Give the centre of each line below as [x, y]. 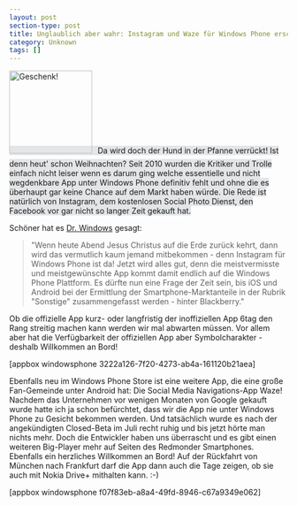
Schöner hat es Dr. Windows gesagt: [76, 228]
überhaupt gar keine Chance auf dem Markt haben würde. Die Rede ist [138, 192]
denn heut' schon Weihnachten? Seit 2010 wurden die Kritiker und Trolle [141, 164]
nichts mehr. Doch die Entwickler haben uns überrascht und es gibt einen [143, 438]
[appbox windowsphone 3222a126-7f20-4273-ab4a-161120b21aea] [133, 364]
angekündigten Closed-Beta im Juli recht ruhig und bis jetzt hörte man [137, 428]
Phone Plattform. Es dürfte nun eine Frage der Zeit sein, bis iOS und [154, 283]
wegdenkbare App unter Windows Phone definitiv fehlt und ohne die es [139, 183]
